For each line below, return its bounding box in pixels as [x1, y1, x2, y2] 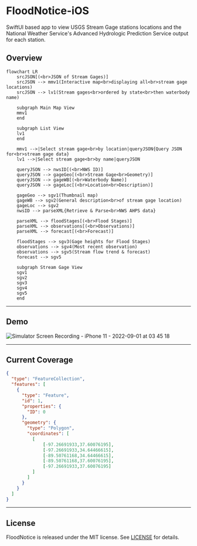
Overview [6, 53, 43, 63]
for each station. [6, 36, 46, 43]
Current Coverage [6, 355, 73, 365]
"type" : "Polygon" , [27, 425, 75, 431]
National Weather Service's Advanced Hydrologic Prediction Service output [6, 29, 189, 36]
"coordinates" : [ [27, 431, 69, 437]
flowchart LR [6, 69, 38, 75]
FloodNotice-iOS [6, 4, 90, 18]
